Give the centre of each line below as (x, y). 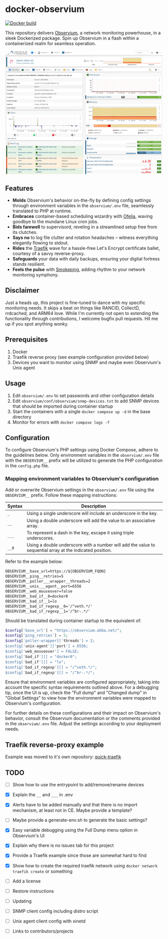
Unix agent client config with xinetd (49, 921)
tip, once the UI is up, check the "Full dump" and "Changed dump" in (76, 693)
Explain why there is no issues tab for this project (63, 845)
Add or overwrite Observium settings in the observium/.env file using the (80, 490)
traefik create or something (42, 871)
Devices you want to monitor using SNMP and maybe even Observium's (86, 362)
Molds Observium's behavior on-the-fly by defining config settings (81, 200)
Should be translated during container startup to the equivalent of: (73, 620)
